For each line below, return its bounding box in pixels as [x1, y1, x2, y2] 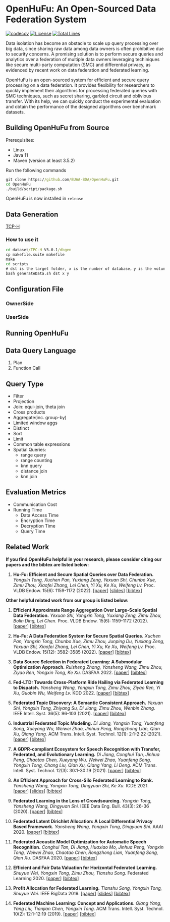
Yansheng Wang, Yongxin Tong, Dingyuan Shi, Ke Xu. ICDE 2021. [13, 782, 149, 788]
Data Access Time [20, 512, 59, 518]
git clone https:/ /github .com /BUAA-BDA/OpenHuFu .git [6, 177, 119, 182]
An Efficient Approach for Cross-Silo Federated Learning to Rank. [13, 777, 153, 783]
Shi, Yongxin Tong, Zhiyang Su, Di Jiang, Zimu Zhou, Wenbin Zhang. [13, 705, 156, 711]
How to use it [6, 236, 38, 243]
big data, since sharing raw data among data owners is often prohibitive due [6, 45, 164, 51]
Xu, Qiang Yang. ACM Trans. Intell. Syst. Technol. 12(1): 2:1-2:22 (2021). [13, 731, 162, 737]
